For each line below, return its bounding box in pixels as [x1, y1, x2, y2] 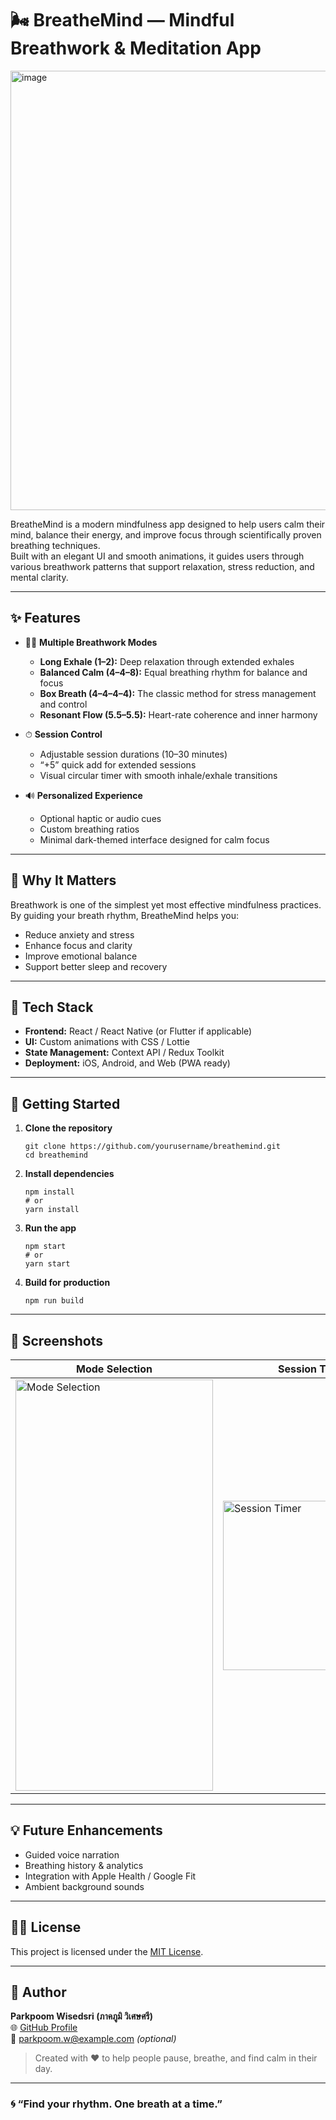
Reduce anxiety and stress [24, 928, 135, 941]
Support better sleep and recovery [24, 960, 168, 972]
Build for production [24, 1277, 111, 1289]
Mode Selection [76, 1362, 153, 1376]
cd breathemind [24, 1150, 89, 1161]
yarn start [24, 1259, 71, 1269]
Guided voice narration [24, 1848, 120, 1861]
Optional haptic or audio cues [39, 812, 162, 824]
